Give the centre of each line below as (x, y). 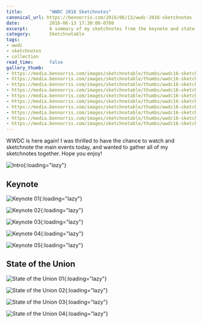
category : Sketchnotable (45, 34)
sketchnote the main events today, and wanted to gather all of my (87, 147)
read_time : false (35, 62)
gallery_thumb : (25, 68)
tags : (13, 40)
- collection (23, 57)
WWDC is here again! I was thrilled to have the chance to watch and (90, 141)
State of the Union (41, 264)
